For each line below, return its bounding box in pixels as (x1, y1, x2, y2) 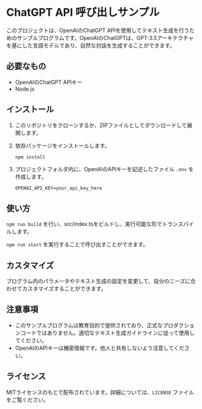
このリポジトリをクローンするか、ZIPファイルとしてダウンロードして (15, 122, 187, 129)
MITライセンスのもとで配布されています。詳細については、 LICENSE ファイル (6, 388, 195, 396)
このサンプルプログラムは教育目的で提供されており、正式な (15, 321, 163, 329)
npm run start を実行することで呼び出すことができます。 (6, 241, 149, 248)
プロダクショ (162, 321, 195, 329)
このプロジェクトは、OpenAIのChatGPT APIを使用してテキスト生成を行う (6, 27, 189, 34)
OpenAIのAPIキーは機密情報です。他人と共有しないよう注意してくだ (15, 344, 184, 352)
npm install (15, 154, 45, 160)
